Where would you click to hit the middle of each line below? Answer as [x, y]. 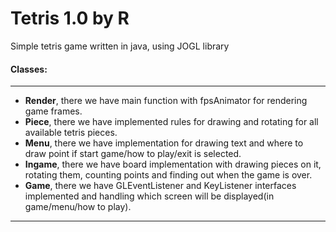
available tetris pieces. [71, 133]
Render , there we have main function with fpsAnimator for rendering [166, 101]
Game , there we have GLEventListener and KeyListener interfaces [160, 186]
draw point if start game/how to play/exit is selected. [133, 154]
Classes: [29, 69]
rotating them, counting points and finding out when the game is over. [168, 175]
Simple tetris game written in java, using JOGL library [120, 46]
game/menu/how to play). [78, 207]
